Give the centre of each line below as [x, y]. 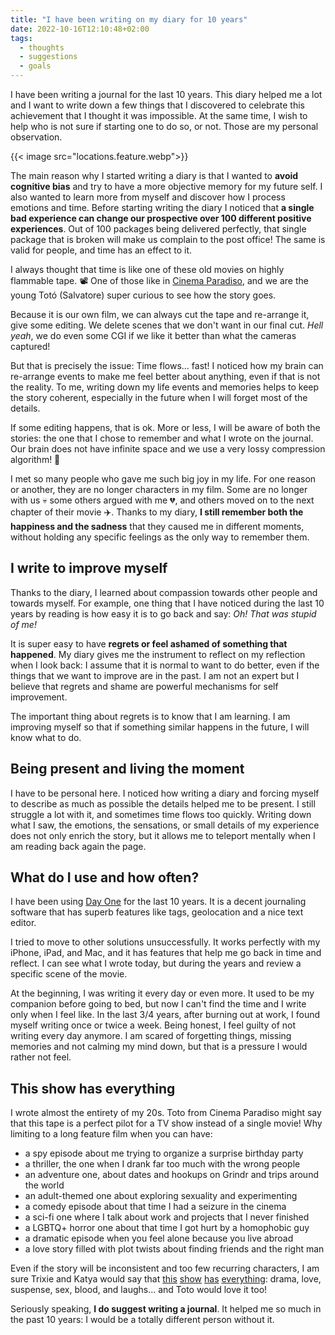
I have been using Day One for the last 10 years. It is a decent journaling [158, 902]
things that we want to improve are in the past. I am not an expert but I [155, 675]
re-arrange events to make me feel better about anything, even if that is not [165, 376]
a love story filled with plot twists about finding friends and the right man [174, 1249]
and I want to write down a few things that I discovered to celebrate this [157, 105]
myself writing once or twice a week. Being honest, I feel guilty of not [153, 1025]
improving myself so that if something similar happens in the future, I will [160, 727]
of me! [23, 624]
